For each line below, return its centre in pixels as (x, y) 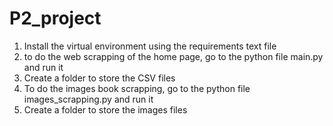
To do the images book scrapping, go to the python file (137, 88)
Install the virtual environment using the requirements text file (150, 46)
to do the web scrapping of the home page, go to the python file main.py (173, 56)
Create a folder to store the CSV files (99, 78)
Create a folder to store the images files (105, 109)
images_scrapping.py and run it (88, 99)
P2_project (55, 18)
